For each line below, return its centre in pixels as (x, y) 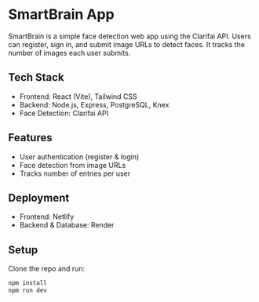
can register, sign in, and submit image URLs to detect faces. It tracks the (127, 44)
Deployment (39, 198)
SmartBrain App (62, 15)
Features (30, 138)
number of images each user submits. (69, 53)
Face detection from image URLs (73, 165)
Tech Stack (36, 77)
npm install (27, 283)
